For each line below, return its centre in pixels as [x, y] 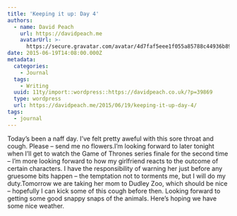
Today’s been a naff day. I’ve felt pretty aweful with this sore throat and [110, 139]
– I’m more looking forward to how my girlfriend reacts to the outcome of [113, 161]
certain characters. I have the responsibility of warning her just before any [115, 168]
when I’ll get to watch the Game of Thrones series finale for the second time [118, 153]
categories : [31, 66]
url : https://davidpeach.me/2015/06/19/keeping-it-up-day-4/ [105, 106]
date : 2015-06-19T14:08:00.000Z [55, 53]
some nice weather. [36, 205]
